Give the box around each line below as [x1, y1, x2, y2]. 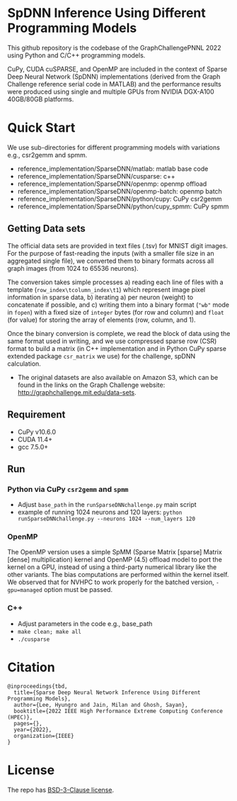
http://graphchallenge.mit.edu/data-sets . [17, 388, 137, 396]
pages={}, [13, 719, 42, 727]
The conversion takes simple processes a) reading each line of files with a [7, 278, 224, 286]
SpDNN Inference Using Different [7, 5, 207, 21]
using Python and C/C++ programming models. [7, 51, 146, 60]
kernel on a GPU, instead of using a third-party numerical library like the [7, 563, 217, 571]
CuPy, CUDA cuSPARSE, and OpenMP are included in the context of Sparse [7, 65, 228, 73]
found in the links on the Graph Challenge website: [17, 381, 166, 389]
